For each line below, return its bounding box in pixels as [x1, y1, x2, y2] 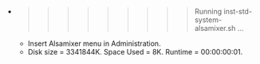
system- [194, 15, 222, 24]
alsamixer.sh [194, 24, 236, 32]
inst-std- [223, 7, 253, 16]
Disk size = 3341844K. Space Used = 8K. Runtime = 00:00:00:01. [27, 47, 243, 56]
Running [194, 7, 223, 16]
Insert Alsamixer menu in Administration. [27, 39, 161, 48]
